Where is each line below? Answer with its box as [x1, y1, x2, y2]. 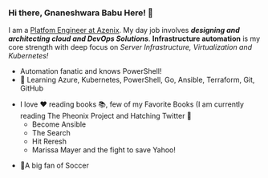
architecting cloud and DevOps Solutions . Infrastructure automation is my [8, 34, 261, 43]
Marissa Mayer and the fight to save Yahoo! [31, 145, 177, 155]
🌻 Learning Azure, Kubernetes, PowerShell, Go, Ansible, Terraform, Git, [19, 75, 255, 85]
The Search [31, 128, 71, 138]
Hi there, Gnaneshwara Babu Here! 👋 [8, 7, 154, 18]
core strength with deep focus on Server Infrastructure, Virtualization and [8, 42, 253, 52]
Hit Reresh [31, 136, 67, 147]
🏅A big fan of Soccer [19, 160, 90, 171]
